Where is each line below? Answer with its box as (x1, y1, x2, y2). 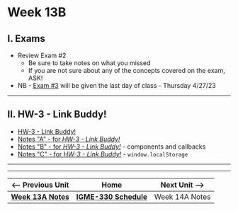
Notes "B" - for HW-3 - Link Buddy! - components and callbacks (17, 142, 206, 151)
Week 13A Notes (11, 192, 69, 202)
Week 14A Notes (154, 192, 211, 202)
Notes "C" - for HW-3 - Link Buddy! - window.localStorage (17, 149, 188, 158)
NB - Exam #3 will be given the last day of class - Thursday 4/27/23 (17, 81, 216, 89)
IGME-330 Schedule (76, 192, 147, 202)
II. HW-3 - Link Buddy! (7, 108, 107, 120)
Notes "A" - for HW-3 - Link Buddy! (17, 135, 120, 143)
